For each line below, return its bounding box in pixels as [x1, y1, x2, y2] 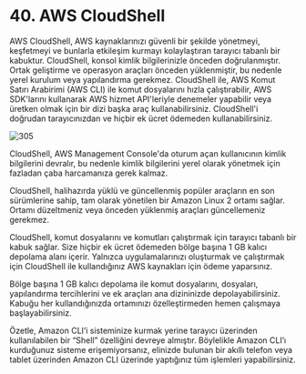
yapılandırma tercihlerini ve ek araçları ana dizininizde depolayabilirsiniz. [9, 288, 280, 298]
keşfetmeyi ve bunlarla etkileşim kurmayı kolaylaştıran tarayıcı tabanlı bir [9, 45, 280, 56]
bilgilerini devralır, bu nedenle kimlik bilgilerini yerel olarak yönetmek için [9, 157, 280, 168]
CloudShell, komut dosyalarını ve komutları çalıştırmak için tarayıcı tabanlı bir [9, 231, 297, 242]
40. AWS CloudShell [9, 5, 166, 26]
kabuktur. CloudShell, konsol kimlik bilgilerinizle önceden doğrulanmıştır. [9, 55, 280, 66]
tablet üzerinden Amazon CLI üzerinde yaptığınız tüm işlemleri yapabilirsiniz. [9, 354, 296, 365]
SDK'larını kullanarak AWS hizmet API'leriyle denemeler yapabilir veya [9, 93, 271, 105]
